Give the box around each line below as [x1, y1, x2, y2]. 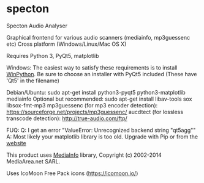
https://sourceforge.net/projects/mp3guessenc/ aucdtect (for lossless [6, 108, 184, 115]
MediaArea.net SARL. [6, 157, 61, 165]
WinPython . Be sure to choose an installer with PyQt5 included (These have [6, 70, 197, 77]
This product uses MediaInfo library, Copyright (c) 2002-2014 [6, 151, 162, 159]
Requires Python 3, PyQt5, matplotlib [6, 52, 99, 59]
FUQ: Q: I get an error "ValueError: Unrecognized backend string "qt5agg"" [6, 126, 196, 134]
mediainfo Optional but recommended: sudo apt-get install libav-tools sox [6, 95, 192, 102]
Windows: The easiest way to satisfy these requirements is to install [6, 63, 178, 71]
